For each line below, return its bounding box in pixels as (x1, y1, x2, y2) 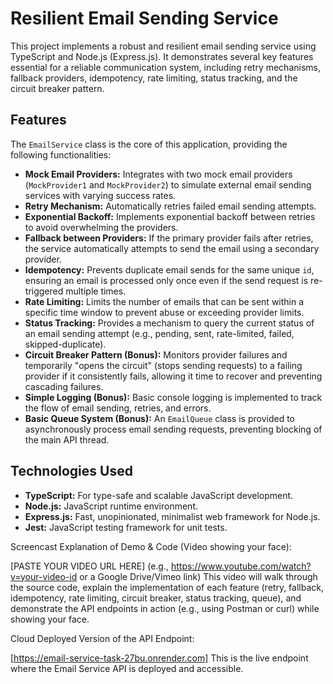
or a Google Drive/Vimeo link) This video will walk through (79, 570, 318, 582)
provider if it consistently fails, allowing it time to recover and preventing (24, 370, 323, 382)
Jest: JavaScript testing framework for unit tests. (24, 521, 228, 533)
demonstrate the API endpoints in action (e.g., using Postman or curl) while (10, 602, 320, 614)
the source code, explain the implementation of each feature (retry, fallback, (10, 581, 324, 593)
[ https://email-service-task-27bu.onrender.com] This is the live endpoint (10, 652, 309, 664)
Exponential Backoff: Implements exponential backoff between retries (24, 210, 316, 222)
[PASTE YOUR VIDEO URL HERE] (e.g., (10, 560, 170, 572)
